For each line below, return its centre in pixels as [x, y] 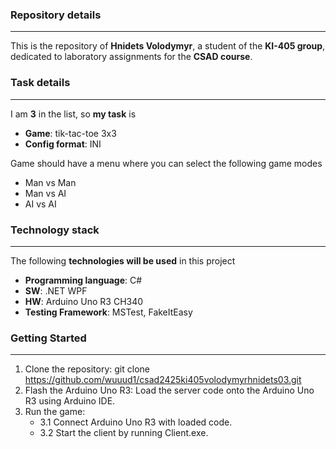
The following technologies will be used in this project [123, 260]
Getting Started [48, 338]
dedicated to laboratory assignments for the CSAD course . [131, 57]
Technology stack [55, 230]
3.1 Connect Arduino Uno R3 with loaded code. [136, 422]
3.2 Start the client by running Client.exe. [124, 433]
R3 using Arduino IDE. [70, 401]
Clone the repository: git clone [87, 369]
